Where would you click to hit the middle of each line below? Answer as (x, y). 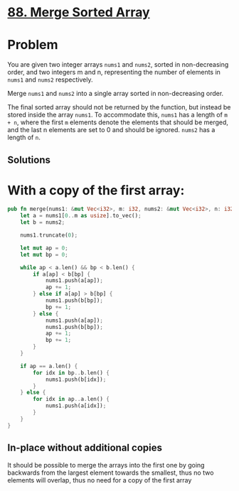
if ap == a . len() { (49, 366)
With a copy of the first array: (96, 190)
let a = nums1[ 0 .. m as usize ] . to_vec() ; (81, 216)
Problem (33, 45)
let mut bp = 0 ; (44, 254)
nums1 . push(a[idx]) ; (76, 406)
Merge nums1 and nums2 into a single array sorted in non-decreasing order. (116, 94)
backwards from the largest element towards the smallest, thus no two (111, 473)
